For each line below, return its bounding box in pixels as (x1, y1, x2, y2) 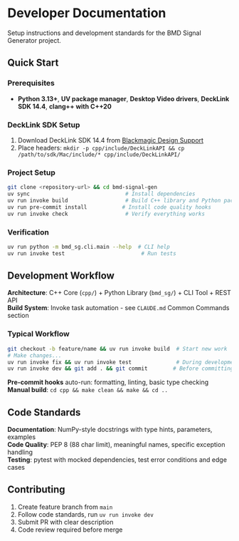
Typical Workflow (7, 329, 70, 339)
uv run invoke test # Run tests (7, 249, 176, 257)
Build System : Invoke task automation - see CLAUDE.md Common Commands (7, 304, 230, 312)
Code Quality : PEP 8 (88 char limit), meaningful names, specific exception (7, 440, 225, 449)
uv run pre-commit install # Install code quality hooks (7, 203, 212, 211)
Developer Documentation (7, 5, 166, 21)
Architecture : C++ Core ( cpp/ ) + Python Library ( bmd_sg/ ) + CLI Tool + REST (7, 289, 231, 297)
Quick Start (7, 57, 59, 69)
